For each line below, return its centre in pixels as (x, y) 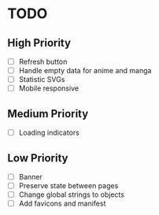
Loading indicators (49, 133)
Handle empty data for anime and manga (85, 71)
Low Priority (38, 158)
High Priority (39, 43)
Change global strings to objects (72, 195)
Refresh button (43, 61)
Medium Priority (48, 114)
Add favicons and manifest (62, 204)
